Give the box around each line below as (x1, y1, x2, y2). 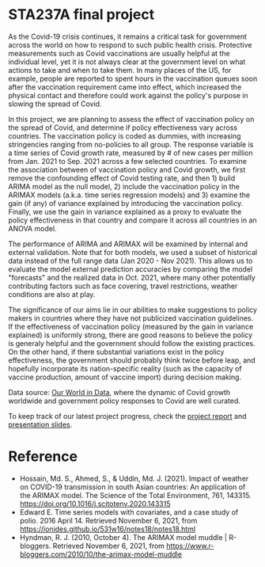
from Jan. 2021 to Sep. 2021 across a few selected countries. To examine (8, 156, 248, 166)
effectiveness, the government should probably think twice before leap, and (8, 355, 256, 365)
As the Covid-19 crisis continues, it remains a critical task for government (8, 32, 247, 41)
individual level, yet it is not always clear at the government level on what (8, 57, 246, 67)
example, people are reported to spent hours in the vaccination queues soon (8, 74, 258, 83)
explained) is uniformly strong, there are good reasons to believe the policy (8, 330, 253, 340)
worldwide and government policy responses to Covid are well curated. (8, 396, 241, 405)
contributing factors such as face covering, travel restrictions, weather (8, 281, 238, 291)
